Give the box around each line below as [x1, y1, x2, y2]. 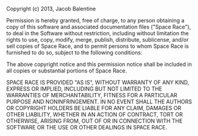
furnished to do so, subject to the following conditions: [6, 49, 142, 56]
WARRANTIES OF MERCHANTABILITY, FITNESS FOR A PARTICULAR [6, 92, 177, 99]
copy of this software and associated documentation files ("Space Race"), [6, 24, 191, 30]
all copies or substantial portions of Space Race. [6, 67, 127, 74]
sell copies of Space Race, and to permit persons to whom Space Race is [6, 42, 189, 50]
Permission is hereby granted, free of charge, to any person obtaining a [6, 17, 185, 24]
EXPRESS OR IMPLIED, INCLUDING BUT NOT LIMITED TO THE [6, 85, 162, 92]
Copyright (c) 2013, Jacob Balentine [6, 5, 96, 12]
